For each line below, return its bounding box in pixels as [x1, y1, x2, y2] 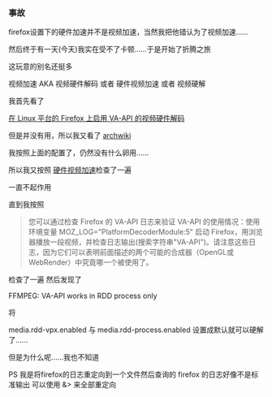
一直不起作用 [8, 183, 51, 192]
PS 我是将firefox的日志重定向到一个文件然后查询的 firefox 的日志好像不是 [8, 369, 252, 379]
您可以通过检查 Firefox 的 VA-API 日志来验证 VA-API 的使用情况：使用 [28, 217, 261, 227]
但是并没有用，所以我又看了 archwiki [8, 131, 132, 140]
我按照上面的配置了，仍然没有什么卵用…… [8, 148, 149, 158]
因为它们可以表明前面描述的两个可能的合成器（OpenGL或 [42, 248, 234, 257]
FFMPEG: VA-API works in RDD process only [8, 291, 158, 301]
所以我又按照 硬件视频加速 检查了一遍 [8, 165, 132, 175]
